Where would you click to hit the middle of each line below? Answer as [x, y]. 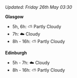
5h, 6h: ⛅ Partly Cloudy [37, 26]
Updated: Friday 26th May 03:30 [39, 7]
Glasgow [14, 17]
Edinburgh [16, 53]
